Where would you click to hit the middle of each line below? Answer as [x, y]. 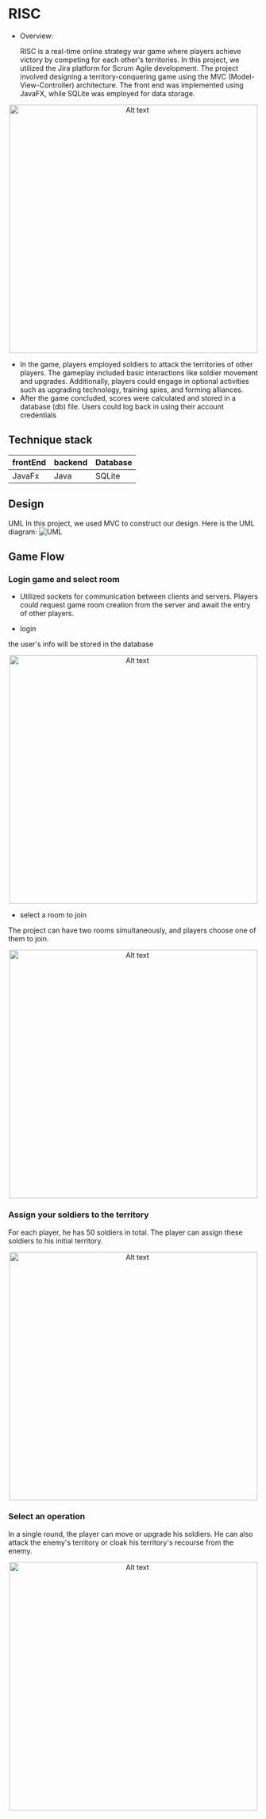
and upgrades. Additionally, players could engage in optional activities [134, 381]
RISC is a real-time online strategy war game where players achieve [131, 51]
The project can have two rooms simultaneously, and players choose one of [132, 930]
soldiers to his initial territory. [56, 1240]
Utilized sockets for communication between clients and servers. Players [139, 596]
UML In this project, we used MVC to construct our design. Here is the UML [132, 523]
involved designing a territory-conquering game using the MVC [123, 76]
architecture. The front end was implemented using [160, 85]
